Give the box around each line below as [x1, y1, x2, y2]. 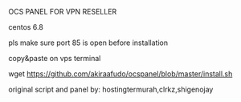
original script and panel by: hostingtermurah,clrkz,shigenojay [8, 84, 214, 94]
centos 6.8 [8, 22, 44, 31]
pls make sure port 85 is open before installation [8, 38, 169, 47]
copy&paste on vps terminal [8, 54, 101, 63]
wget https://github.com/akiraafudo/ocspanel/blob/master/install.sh [8, 69, 233, 79]
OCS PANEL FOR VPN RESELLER [8, 7, 117, 16]
